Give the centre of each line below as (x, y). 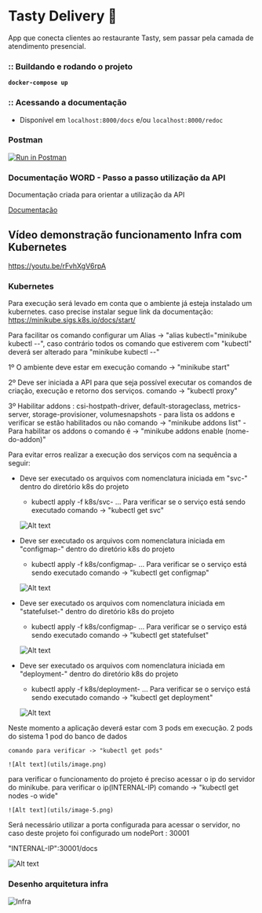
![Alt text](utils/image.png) (58, 765)
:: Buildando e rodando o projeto (71, 66)
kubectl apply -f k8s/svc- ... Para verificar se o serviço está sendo (138, 502)
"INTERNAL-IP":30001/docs (53, 849)
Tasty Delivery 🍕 (63, 16)
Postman (25, 140)
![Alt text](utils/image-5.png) (61, 810)
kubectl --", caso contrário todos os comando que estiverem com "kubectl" (130, 344)
